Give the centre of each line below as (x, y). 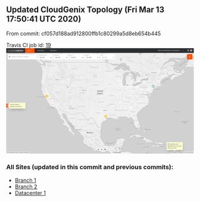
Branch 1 (26, 180)
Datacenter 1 (30, 192)
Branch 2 (26, 187)
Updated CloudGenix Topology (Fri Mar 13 (85, 10)
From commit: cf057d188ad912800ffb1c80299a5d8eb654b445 (84, 33)
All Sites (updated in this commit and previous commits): (90, 167)
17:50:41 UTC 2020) (44, 19)
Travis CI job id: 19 (29, 45)
